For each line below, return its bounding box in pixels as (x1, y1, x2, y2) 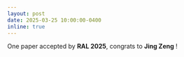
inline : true (7, 23, 45, 30)
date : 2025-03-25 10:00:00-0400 (7, 17, 101, 24)
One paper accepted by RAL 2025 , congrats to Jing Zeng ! (7, 42, 178, 51)
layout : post (7, 10, 45, 17)
